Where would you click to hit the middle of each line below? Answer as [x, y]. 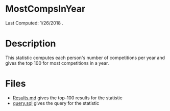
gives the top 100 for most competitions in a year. [57, 63]
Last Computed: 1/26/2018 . [34, 23]
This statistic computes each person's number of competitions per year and [85, 58]
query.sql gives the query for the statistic [56, 103]
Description [31, 44]
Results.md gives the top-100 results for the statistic [67, 98]
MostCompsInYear [45, 9]
